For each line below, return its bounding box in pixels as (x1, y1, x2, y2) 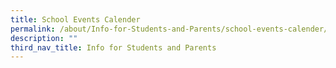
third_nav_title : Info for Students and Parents (10, 42, 217, 53)
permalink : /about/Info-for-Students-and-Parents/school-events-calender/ (10, 24, 329, 34)
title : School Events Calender (10, 14, 141, 25)
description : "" (10, 33, 78, 43)
